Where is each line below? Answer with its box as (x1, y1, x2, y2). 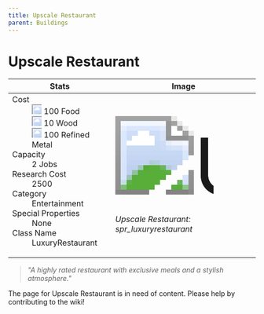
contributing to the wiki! (8, 298, 85, 307)
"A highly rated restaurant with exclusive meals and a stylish (27, 265, 224, 275)
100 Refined (43, 130, 90, 141)
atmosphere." (27, 274, 72, 283)
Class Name (12, 228, 57, 239)
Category (12, 188, 47, 199)
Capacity (12, 149, 46, 160)
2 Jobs (31, 159, 57, 170)
